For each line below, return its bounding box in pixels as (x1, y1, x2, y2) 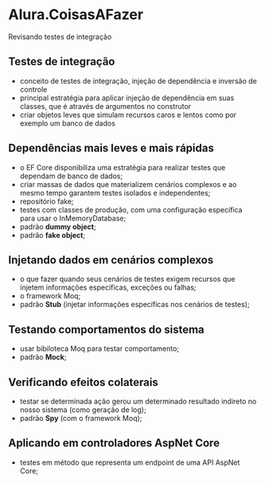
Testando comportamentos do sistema (8, 322, 205, 336)
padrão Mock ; (19, 353, 67, 362)
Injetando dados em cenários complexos (8, 253, 214, 267)
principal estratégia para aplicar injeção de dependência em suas (19, 93, 235, 103)
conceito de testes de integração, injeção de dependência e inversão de (19, 76, 257, 85)
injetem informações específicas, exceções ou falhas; (19, 282, 197, 292)
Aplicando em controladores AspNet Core (8, 436, 220, 450)
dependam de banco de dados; (19, 171, 123, 181)
